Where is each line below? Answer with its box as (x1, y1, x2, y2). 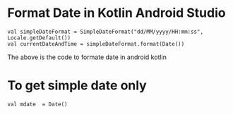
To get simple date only (7, 77, 147, 94)
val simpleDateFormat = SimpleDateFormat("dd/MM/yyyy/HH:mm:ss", (7, 28, 203, 35)
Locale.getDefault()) (7, 34, 71, 42)
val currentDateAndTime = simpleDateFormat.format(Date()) (7, 40, 185, 47)
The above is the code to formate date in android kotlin (7, 53, 167, 61)
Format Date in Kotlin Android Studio (7, 5, 226, 21)
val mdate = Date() (7, 101, 68, 108)
